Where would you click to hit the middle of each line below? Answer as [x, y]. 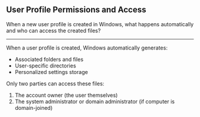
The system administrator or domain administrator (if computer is [95, 101]
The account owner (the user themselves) [66, 95]
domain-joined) [34, 107]
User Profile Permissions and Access [76, 10]
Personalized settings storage [51, 72]
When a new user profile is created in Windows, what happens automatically [100, 24]
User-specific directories [45, 66]
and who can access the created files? [54, 30]
